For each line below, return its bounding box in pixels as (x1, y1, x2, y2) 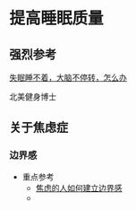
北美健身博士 (9, 92, 56, 101)
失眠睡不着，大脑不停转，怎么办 (9, 73, 127, 83)
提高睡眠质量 (9, 8, 105, 29)
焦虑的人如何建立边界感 (35, 182, 123, 193)
